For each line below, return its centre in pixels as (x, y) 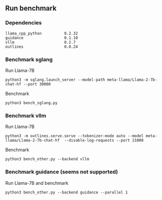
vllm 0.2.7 (40, 42)
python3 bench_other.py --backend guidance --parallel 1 (67, 192)
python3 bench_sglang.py (31, 103)
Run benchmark (31, 8)
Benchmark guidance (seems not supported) (62, 172)
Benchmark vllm (26, 115)
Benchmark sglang (29, 59)
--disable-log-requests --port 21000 (104, 141)
